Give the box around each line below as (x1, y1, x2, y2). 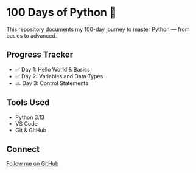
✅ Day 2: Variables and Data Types (15, 72, 103, 80)
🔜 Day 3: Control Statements (15, 79, 88, 87)
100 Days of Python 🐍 (6, 5, 117, 19)
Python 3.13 (15, 114, 44, 121)
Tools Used (6, 97, 50, 108)
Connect (6, 144, 40, 154)
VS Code (15, 120, 38, 127)
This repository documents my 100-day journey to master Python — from (6, 25, 190, 33)
